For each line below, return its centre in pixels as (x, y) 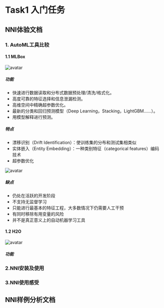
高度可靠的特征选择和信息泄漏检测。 (49, 99)
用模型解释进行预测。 (34, 117)
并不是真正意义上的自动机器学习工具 (49, 220)
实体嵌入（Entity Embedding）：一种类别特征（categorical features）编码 (86, 148)
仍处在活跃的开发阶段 (34, 196)
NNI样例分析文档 (30, 300)
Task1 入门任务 (35, 10)
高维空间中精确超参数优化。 (40, 105)
